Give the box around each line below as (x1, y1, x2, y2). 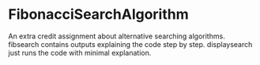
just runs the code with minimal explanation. (8, 48, 152, 57)
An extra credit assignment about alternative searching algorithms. (8, 31, 225, 41)
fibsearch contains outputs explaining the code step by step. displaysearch (8, 39, 253, 49)
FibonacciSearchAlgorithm (8, 5, 190, 23)
